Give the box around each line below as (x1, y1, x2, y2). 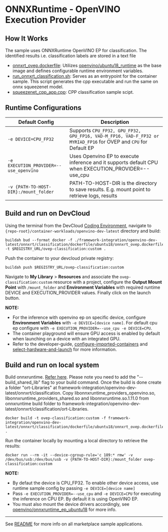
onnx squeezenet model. (12, 84, 64, 90)
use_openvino (7, 167, 39, 173)
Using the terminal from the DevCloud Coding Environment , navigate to (5, 222, 151, 229)
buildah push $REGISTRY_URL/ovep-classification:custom (5, 265, 124, 270)
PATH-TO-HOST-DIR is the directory (69, 180, 157, 187)
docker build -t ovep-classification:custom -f (5, 416, 106, 421)
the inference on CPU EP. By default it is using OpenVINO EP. (12, 496, 138, 502)
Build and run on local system (5, 361, 99, 370)
